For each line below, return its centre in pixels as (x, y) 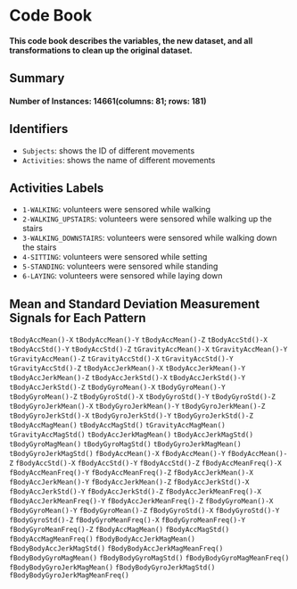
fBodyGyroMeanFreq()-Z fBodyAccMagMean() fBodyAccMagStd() (120, 530)
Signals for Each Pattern (78, 318)
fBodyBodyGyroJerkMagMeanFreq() (69, 576)
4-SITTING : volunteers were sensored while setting (115, 257)
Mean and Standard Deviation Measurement (135, 304)
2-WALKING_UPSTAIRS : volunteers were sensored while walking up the (147, 219)
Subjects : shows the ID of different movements (108, 150)
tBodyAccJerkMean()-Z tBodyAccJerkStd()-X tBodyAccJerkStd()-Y (128, 378)
